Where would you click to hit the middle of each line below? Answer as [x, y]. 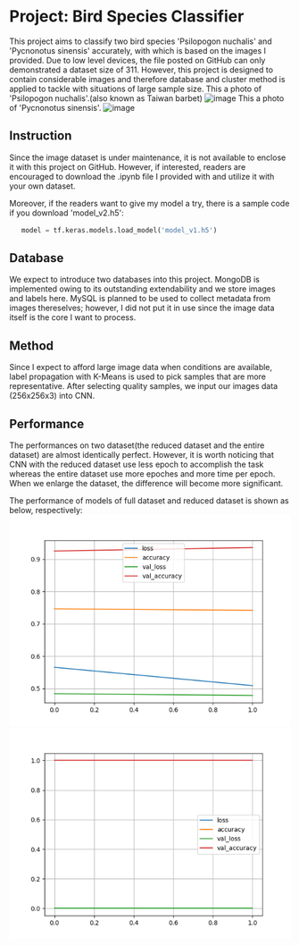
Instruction [41, 136]
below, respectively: [46, 511]
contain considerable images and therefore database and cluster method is [147, 79]
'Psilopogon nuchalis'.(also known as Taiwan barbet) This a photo [147, 98]
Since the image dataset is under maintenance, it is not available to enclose [148, 157]
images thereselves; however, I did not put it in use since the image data [142, 308]
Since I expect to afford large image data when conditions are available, [141, 367]
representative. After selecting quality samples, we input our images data [144, 386]
